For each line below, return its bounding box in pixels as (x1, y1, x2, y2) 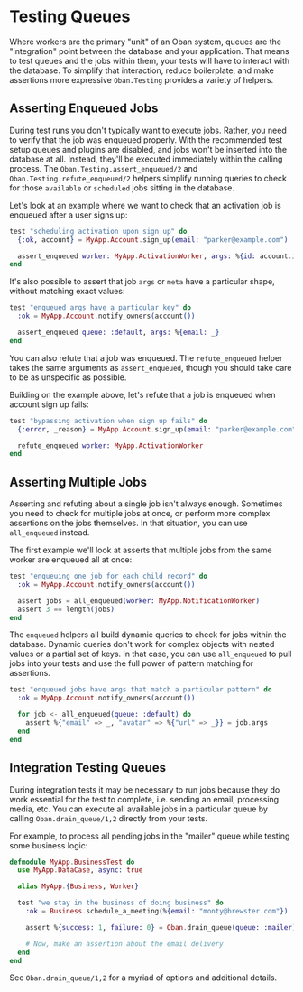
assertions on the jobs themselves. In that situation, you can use (9, 517, 248, 529)
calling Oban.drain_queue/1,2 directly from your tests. (9, 812, 208, 823)
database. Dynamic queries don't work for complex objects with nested (9, 639, 275, 650)
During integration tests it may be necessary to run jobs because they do (9, 783, 280, 795)
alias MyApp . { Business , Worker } (17, 882, 140, 891)
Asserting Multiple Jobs (9, 474, 147, 489)
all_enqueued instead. (9, 527, 90, 538)
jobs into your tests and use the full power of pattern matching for (9, 658, 254, 669)
